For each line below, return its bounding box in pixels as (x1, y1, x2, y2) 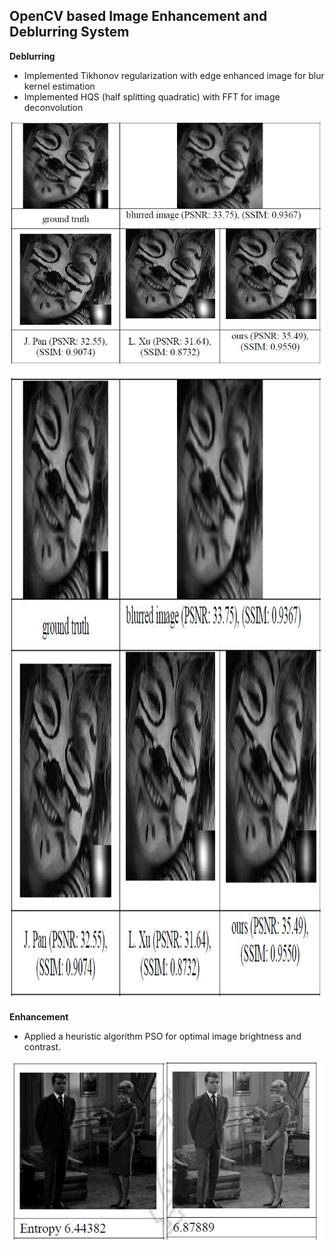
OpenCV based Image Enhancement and (9, 8, 268, 25)
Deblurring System (9, 24, 130, 41)
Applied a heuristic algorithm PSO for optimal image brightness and (23, 1030, 302, 1043)
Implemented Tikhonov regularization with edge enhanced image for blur (23, 69, 325, 81)
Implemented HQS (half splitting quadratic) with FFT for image (23, 90, 281, 103)
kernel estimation (23, 80, 96, 92)
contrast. (23, 1041, 62, 1053)
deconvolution (23, 101, 84, 113)
